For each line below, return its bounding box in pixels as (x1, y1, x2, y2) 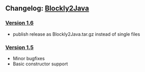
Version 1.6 (5, 19, 34, 27)
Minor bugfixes (12, 55, 45, 61)
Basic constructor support (12, 61, 68, 67)
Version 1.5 (5, 43, 34, 51)
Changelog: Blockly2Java (5, 4, 89, 13)
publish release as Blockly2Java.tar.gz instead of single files (12, 31, 140, 37)
